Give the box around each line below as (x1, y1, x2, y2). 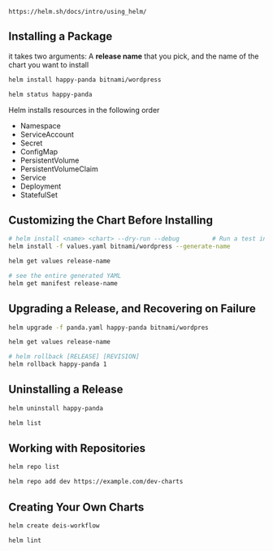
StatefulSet (19, 189, 58, 199)
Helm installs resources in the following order (8, 105, 160, 115)
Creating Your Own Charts (8, 500, 145, 514)
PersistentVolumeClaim (19, 163, 99, 174)
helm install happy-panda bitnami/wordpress (8, 76, 162, 84)
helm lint (8, 536, 42, 544)
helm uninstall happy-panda (8, 404, 104, 412)
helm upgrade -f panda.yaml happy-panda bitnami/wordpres (8, 323, 209, 332)
